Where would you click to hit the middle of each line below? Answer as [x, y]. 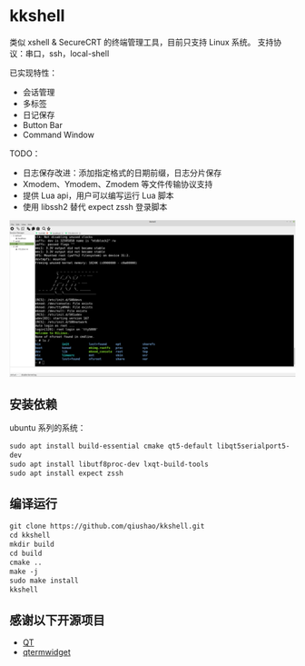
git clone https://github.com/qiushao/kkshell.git [107, 527]
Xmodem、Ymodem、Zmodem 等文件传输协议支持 [118, 184]
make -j [24, 572]
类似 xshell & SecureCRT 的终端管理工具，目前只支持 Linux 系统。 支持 [142, 42]
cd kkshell [30, 536]
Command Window [59, 134]
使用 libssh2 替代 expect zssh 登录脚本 [95, 206]
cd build [26, 554]
